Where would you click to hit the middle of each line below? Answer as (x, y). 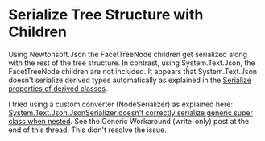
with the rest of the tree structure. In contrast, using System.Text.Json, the (132, 63)
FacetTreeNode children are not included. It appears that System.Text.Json (133, 71)
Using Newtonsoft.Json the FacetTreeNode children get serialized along (128, 54)
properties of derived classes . (58, 88)
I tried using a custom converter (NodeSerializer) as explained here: (121, 104)
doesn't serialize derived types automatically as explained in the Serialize (130, 80)
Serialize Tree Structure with (106, 15)
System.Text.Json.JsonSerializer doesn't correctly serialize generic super (131, 112)
